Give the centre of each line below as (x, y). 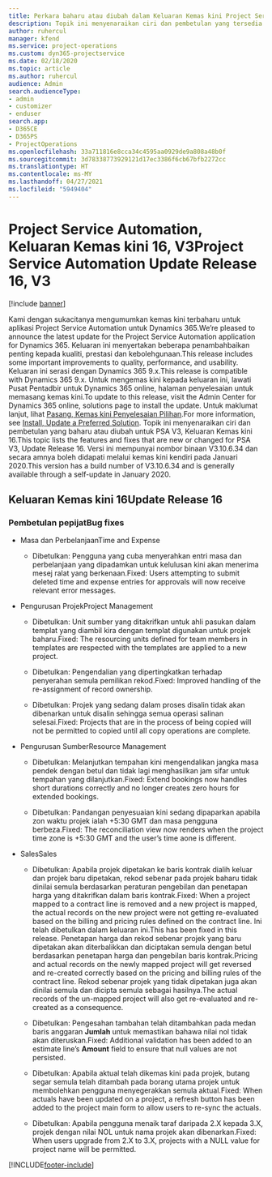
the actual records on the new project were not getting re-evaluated (145, 913)
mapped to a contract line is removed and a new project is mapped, (144, 904)
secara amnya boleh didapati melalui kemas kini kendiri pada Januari (123, 457)
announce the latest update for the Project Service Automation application (132, 336)
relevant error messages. (74, 591)
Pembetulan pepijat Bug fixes (66, 522)
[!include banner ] (37, 303)
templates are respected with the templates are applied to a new (139, 648)
